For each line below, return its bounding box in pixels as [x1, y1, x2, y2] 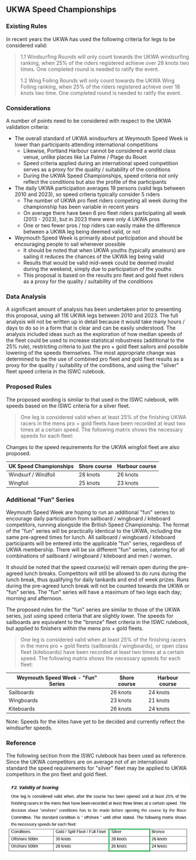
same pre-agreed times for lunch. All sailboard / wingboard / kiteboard [6, 534, 176, 541]
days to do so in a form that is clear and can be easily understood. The [6, 324, 176, 331]
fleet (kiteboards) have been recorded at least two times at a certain [20, 649, 184, 656]
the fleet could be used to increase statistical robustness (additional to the [6, 337, 185, 344]
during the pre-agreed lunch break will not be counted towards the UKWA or [6, 583, 190, 590]
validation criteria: [6, 123, 50, 131]
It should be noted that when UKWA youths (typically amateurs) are [23, 246, 185, 253]
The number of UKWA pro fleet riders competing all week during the [23, 197, 188, 204]
